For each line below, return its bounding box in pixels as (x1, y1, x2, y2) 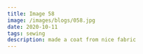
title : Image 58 (7, 10, 55, 18)
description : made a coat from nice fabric (7, 36, 137, 43)
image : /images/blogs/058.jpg (7, 17, 96, 24)
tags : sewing (7, 29, 46, 37)
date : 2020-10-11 (7, 23, 58, 30)
